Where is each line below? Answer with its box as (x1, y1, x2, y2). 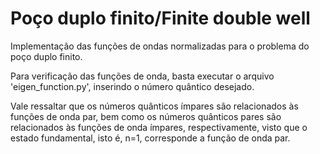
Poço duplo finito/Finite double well (10, 7, 311, 30)
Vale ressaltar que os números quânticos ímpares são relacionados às (10, 100, 299, 112)
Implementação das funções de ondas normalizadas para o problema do (10, 40, 310, 52)
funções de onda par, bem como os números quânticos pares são (10, 110, 282, 122)
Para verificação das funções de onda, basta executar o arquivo (10, 70, 275, 82)
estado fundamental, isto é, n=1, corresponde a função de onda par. (10, 132, 291, 144)
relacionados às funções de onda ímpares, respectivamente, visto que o (10, 121, 308, 133)
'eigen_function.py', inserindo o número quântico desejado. (10, 80, 255, 92)
